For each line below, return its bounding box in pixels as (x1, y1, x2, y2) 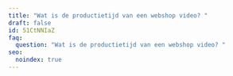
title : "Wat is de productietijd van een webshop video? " (8, 11, 208, 20)
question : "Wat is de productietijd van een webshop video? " (15, 41, 226, 49)
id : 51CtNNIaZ (8, 26, 56, 34)
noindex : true (15, 56, 62, 64)
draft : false (8, 19, 52, 27)
